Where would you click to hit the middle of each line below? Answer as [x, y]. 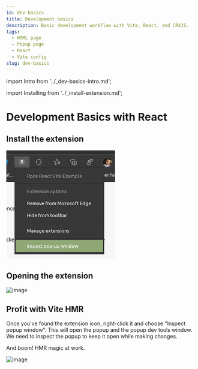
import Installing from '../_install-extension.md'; [64, 92]
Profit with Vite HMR [45, 309]
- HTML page [27, 38]
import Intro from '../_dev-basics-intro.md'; [59, 81]
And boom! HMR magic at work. [46, 348]
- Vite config [29, 57]
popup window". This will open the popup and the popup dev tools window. [99, 330]
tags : [13, 32]
